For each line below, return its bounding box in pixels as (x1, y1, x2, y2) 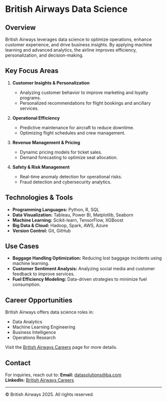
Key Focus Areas (5, 67, 59, 75)
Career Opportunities (5, 296, 73, 304)
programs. (19, 94, 41, 100)
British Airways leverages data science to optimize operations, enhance (5, 36, 152, 42)
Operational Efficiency (12, 115, 60, 121)
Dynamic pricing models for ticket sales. (19, 149, 102, 155)
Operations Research (12, 334, 56, 341)
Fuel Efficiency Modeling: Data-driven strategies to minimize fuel (12, 276, 147, 282)
